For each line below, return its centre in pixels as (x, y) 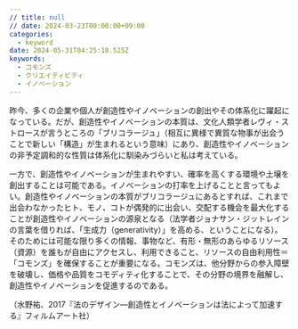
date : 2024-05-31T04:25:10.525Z (69, 51)
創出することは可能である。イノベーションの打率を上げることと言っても (141, 185)
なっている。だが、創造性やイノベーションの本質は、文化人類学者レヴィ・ (145, 121)
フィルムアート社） (60, 315)
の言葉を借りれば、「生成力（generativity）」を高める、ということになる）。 (146, 229)
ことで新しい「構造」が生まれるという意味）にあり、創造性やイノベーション (149, 144)
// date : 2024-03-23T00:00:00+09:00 (77, 26)
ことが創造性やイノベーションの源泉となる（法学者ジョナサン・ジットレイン (149, 218)
